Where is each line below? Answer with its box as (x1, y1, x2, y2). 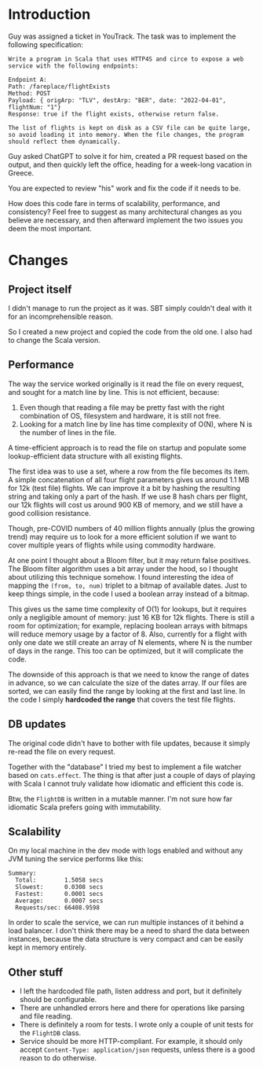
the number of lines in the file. (19, 427, 117, 437)
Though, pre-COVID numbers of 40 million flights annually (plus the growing (8, 523, 255, 533)
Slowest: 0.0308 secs (15, 883, 104, 891)
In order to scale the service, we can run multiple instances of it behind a (8, 918, 244, 927)
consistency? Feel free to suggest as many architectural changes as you (8, 207, 242, 216)
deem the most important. (8, 223, 93, 233)
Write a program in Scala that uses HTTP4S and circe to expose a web (8, 55, 244, 63)
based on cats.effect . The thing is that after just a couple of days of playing (8, 770, 256, 780)
